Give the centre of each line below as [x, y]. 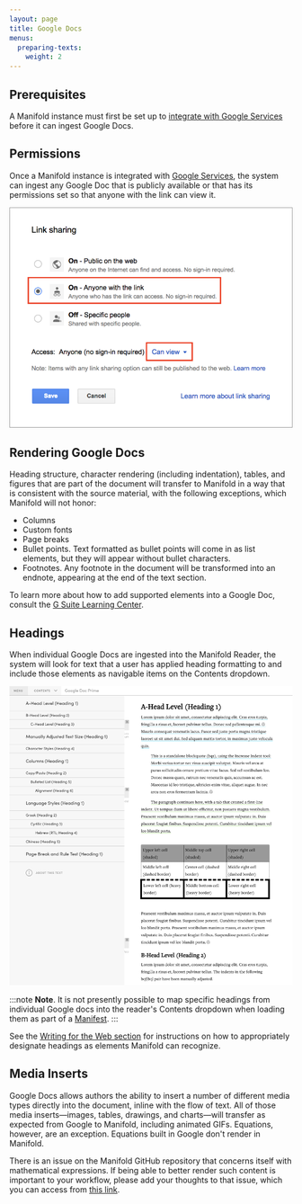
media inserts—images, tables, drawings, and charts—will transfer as [138, 1114]
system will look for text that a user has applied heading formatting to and [146, 664]
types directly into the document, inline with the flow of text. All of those [143, 1105]
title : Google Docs [46, 28]
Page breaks [46, 540]
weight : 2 [44, 57]
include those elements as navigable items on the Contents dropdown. [140, 673]
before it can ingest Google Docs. [71, 125]
